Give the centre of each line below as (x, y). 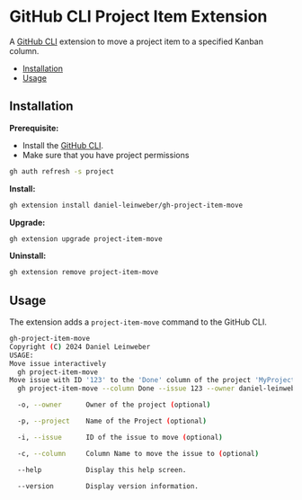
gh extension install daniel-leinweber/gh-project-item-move (126, 205)
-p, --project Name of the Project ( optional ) (112, 421)
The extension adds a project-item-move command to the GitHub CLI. (138, 322)
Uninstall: (28, 256)
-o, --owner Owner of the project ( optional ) (114, 405)
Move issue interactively (58, 363)
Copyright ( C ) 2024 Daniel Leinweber (80, 347)
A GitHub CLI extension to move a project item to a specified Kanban (136, 41)
